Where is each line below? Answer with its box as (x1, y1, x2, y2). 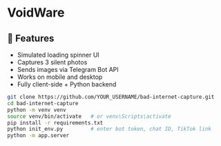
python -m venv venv (7, 106, 67, 113)
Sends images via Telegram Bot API (17, 66, 119, 73)
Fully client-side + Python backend (17, 80, 117, 88)
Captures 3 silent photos (17, 58, 88, 66)
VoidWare (7, 5, 65, 21)
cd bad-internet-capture (7, 100, 79, 107)
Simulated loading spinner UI (17, 51, 100, 59)
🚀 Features (7, 33, 55, 44)
